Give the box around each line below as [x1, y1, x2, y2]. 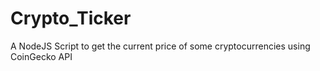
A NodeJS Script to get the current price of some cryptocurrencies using [10, 40, 311, 52]
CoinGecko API [10, 50, 73, 62]
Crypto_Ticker [10, 7, 132, 30]
